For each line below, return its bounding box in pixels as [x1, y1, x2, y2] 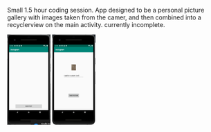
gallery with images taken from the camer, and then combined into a [7, 13, 202, 22]
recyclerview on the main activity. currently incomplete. [7, 21, 165, 28]
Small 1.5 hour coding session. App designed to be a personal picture [7, 6, 205, 14]
